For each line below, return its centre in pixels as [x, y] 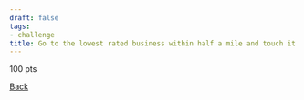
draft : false [34, 18]
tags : [20, 26]
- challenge [32, 35]
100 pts [23, 69]
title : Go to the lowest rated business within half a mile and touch [147, 43]
